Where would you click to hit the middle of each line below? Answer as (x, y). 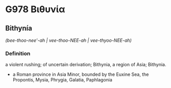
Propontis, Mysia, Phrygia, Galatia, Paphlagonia (62, 80)
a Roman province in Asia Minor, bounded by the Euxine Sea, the (81, 74)
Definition (18, 53)
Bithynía (19, 28)
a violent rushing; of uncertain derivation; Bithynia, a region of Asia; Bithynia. (86, 65)
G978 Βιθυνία (35, 9)
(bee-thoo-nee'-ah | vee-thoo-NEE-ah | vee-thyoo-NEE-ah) (68, 40)
